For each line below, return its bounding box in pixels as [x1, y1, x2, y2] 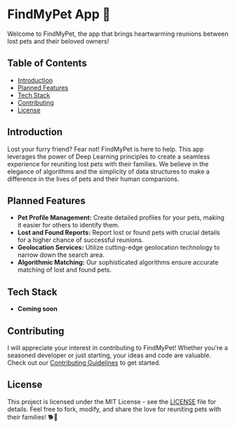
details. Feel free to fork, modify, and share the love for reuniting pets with [7, 405, 222, 413]
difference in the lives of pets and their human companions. [7, 175, 180, 183]
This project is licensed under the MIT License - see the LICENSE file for [7, 397, 216, 406]
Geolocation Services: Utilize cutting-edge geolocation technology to [17, 243, 220, 252]
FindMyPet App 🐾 [7, 6, 111, 22]
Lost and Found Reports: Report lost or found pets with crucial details [17, 228, 220, 237]
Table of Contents [7, 58, 88, 69]
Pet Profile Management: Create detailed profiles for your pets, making [17, 213, 224, 222]
